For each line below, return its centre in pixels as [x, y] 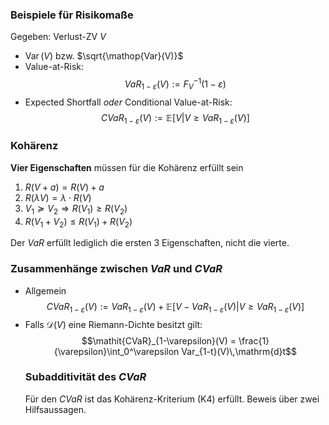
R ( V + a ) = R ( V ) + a [64, 187]
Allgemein [45, 290]
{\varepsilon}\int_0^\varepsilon [116, 351]
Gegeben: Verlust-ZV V [58, 37]
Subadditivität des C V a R [85, 377]
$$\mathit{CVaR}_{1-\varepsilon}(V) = [159, 340]
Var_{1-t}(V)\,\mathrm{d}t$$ [239, 351]
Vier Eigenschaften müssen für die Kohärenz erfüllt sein [127, 167]
